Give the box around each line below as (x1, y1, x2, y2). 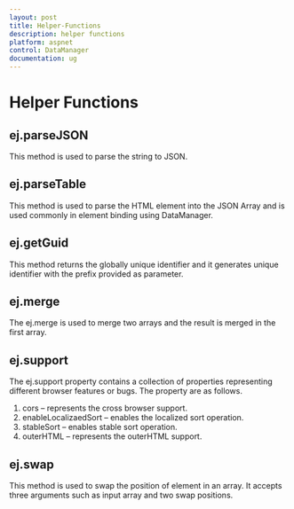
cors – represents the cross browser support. (21, 403, 188, 413)
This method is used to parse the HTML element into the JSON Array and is (9, 200, 286, 211)
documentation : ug (9, 54, 77, 63)
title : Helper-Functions (9, 21, 101, 30)
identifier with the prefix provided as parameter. (9, 268, 184, 279)
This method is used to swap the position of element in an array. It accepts (9, 481, 282, 491)
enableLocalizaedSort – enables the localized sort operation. (21, 412, 244, 423)
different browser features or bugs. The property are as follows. (9, 386, 242, 396)
